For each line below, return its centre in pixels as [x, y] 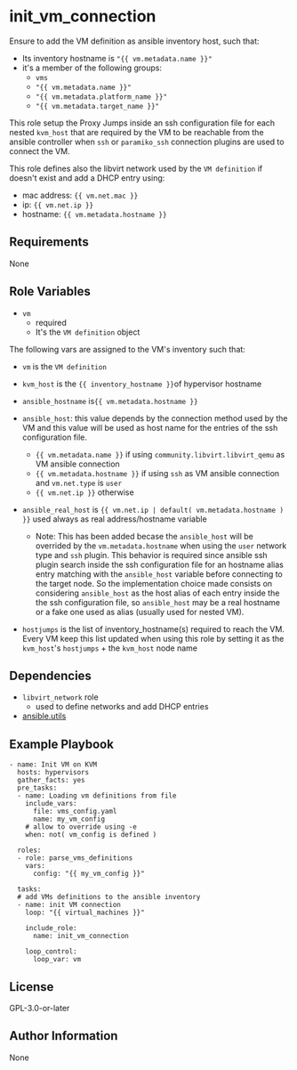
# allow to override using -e [81, 827]
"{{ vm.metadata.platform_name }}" [101, 97]
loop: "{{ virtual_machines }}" [85, 913]
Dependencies [50, 675]
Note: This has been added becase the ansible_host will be [144, 536]
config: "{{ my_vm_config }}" [88, 874]
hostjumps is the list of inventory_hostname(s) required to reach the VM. [153, 628]
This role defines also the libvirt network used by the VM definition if [136, 168]
